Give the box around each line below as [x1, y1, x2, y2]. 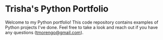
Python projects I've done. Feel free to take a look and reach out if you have [5, 24, 158, 30]
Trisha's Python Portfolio [5, 3, 109, 14]
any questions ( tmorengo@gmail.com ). [5, 29, 84, 35]
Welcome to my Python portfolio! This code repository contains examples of [5, 19, 159, 25]
